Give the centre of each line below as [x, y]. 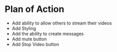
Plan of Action [34, 9]
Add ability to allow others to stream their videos [62, 23]
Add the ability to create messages [48, 33]
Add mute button [29, 39]
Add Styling [24, 28]
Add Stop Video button [35, 44]
